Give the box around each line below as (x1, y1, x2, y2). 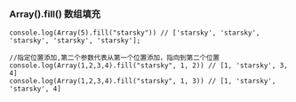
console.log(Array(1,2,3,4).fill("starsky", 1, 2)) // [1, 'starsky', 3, (9, 61, 289, 70)
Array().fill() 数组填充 (9, 7, 100, 20)
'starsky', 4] (9, 84, 62, 94)
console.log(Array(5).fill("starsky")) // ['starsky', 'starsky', (9, 28, 260, 37)
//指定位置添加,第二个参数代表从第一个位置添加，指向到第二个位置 (9, 53, 220, 63)
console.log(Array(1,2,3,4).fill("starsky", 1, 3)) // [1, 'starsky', (9, 77, 276, 86)
